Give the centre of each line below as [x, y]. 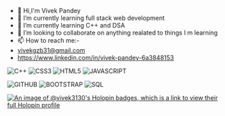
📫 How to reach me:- [48, 40]
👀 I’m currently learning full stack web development [91, 18]
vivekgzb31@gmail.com [51, 50]
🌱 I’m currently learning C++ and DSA [71, 25]
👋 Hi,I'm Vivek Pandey [49, 11]
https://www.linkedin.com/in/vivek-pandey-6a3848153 [95, 58]
